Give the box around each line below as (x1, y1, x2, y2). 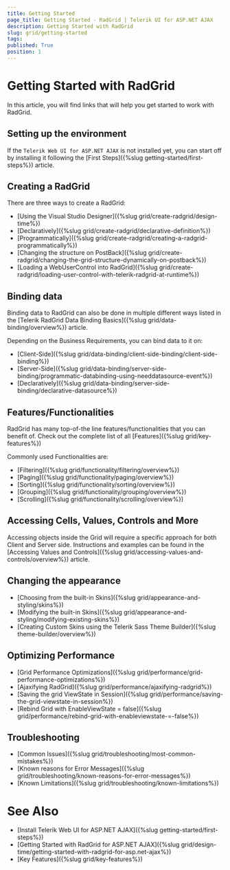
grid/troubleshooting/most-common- (91, 750, 196, 758)
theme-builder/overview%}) (16, 629, 96, 638)
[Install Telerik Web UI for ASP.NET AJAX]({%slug (16, 826, 159, 834)
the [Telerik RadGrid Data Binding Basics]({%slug (7, 316, 147, 324)
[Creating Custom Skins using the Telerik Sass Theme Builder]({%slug (16, 623, 216, 631)
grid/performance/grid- (137, 668, 204, 676)
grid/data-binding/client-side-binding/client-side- (77, 350, 218, 358)
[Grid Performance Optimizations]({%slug (16, 668, 136, 676)
